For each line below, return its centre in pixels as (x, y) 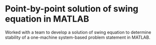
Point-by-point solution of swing (72, 9)
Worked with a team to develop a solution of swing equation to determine (78, 32)
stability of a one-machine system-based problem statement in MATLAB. (78, 37)
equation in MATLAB (47, 19)
